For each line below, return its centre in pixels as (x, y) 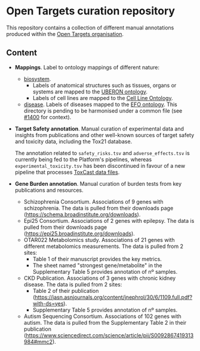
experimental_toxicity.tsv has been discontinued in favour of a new (100, 165)
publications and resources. (49, 190)
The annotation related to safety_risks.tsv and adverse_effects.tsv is (102, 153)
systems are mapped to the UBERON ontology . (90, 92)
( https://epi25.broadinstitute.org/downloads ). (79, 233)
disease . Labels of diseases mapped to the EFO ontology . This (100, 104)
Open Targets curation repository (90, 11)
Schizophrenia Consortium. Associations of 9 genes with (93, 201)
